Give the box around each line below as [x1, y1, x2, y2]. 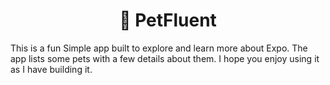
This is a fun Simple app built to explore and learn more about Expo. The [10, 42, 308, 54]
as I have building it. [10, 63, 93, 75]
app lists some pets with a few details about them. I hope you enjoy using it [10, 52, 320, 64]
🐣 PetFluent [119, 9, 217, 32]
